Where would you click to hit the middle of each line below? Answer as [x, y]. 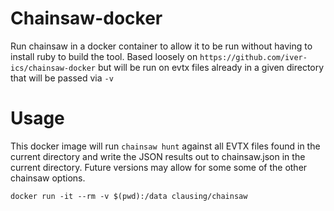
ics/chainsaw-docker [53, 68]
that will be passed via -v [62, 78]
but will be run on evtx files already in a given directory [211, 67]
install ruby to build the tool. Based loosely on [104, 56]
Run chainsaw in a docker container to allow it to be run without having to [161, 46]
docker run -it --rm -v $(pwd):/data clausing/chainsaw [129, 196]
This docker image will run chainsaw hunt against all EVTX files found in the [165, 146]
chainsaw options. [48, 178]
